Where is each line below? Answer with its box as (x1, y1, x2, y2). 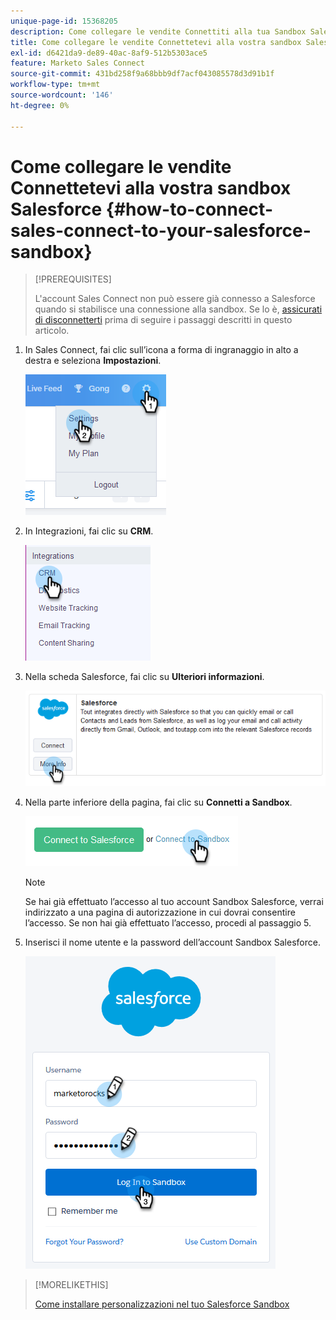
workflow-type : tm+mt (10, 80, 101, 90)
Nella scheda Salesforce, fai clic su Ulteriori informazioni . (24, 671, 265, 683)
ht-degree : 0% (10, 100, 70, 110)
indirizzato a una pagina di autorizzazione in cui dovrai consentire (24, 906, 296, 919)
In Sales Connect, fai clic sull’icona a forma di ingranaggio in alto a (24, 344, 299, 356)
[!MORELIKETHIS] (34, 1279, 109, 1291)
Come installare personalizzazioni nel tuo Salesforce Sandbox (34, 1298, 290, 1310)
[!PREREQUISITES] (34, 273, 112, 285)
